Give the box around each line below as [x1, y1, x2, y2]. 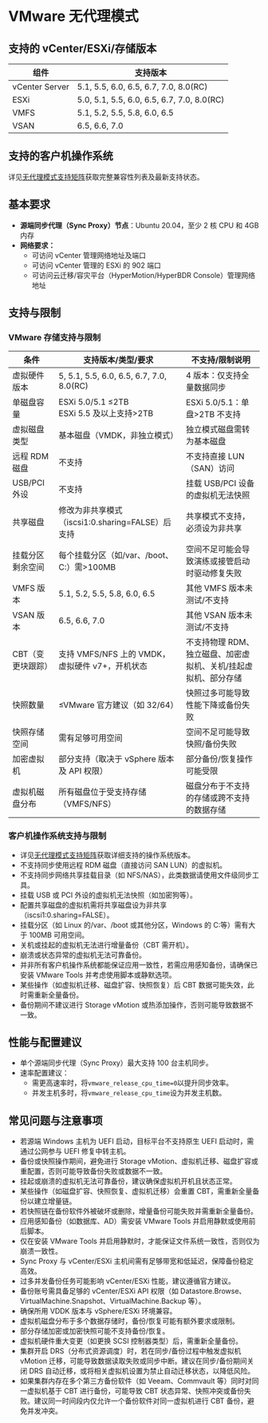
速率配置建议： [19, 1068, 69, 1078]
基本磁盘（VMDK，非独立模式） [58, 430, 179, 441]
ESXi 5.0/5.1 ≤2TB [58, 396, 129, 407]
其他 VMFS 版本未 [186, 582, 253, 594]
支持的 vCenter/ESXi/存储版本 [8, 42, 157, 55]
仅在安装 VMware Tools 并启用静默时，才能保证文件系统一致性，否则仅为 [19, 1236, 260, 1246]
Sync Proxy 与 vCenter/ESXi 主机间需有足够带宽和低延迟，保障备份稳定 [19, 1256, 254, 1266]
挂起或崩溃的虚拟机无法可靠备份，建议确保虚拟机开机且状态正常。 [19, 1176, 237, 1186]
